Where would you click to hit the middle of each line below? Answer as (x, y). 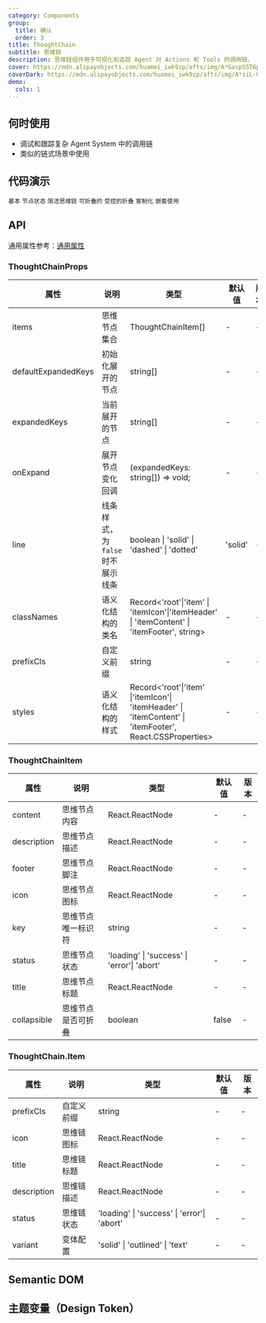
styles (23, 712)
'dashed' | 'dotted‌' (164, 549)
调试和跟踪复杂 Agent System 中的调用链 (86, 144)
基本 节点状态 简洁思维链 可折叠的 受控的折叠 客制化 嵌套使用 (94, 201)
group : (19, 23)
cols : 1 (28, 89)
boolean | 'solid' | (162, 540)
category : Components (44, 15)
